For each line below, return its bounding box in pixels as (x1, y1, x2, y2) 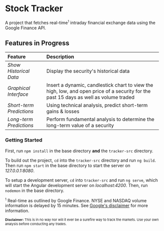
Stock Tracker (5, 3, 63, 14)
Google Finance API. (5, 25, 46, 31)
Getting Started (5, 137, 42, 144)
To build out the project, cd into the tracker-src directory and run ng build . (5, 157, 156, 163)
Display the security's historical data (46, 68, 130, 75)
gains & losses (46, 108, 80, 115)
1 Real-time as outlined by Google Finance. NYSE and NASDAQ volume (5, 197, 147, 203)
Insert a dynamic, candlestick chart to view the (46, 82, 154, 88)
